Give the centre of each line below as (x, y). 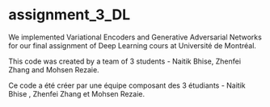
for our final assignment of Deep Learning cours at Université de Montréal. (133, 45)
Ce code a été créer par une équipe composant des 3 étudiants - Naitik (127, 85)
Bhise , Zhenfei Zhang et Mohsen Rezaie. (77, 93)
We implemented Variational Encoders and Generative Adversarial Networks (135, 37)
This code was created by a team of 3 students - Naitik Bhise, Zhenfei (124, 61)
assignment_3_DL (70, 15)
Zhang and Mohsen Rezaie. (54, 69)
